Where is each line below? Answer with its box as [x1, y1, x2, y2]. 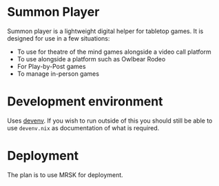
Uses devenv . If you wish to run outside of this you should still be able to [7, 116, 213, 125]
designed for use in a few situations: [7, 34, 110, 42]
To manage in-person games [17, 70, 100, 78]
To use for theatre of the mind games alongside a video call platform [17, 48, 211, 56]
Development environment [7, 94, 163, 110]
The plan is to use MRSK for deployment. [7, 170, 124, 179]
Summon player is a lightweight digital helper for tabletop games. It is [7, 27, 204, 35]
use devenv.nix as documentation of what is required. [7, 123, 160, 132]
